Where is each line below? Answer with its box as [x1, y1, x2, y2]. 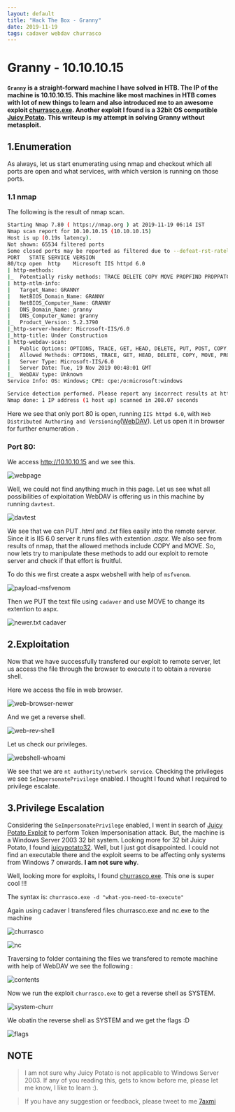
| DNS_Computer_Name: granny [7, 312, 99, 319]
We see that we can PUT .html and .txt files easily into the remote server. [7, 527, 217, 536]
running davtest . [7, 500, 55, 508]
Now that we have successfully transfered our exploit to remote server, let [7, 657, 221, 665]
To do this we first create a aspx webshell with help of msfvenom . [7, 570, 191, 578]
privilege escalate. [7, 781, 61, 790]
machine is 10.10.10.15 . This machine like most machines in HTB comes [7, 91, 217, 99]
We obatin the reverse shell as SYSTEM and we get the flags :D [7, 1016, 190, 1024]
